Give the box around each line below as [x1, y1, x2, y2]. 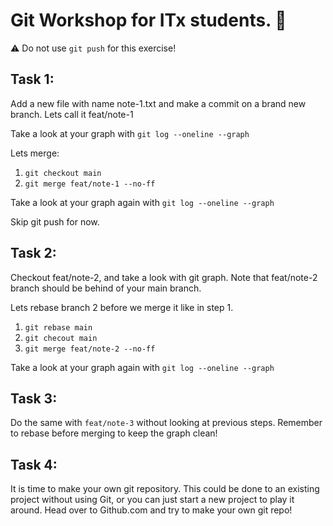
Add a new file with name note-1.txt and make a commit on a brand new [10, 97, 307, 109]
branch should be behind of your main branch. [10, 282, 202, 294]
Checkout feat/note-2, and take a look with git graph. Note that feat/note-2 [10, 271, 318, 283]
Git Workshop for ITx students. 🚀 [10, 9, 287, 32]
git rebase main [24, 322, 93, 333]
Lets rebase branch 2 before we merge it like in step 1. [10, 301, 234, 313]
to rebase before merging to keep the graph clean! [10, 427, 218, 439]
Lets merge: [10, 147, 60, 159]
